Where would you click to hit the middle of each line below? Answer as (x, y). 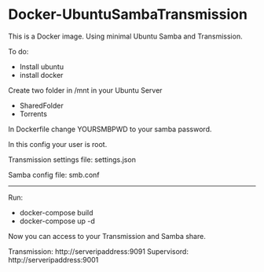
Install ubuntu (42, 66)
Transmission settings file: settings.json (72, 160)
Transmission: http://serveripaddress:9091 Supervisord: (98, 251)
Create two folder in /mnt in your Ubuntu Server (85, 90)
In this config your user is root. (58, 144)
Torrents (33, 114)
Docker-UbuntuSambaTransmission (128, 15)
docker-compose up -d (57, 221)
